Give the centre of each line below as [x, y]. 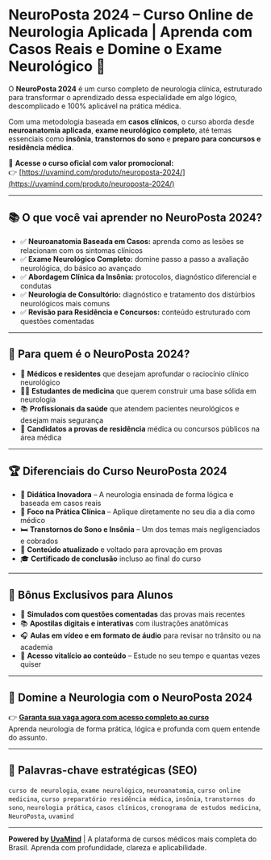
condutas [36, 285]
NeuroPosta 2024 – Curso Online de [131, 15]
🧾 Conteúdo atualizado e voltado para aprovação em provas [121, 550]
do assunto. [28, 738]
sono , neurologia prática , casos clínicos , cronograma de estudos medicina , [135, 807]
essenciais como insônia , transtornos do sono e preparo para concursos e [135, 138]
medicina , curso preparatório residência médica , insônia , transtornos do [132, 799]
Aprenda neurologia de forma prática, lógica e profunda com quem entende [134, 729]
